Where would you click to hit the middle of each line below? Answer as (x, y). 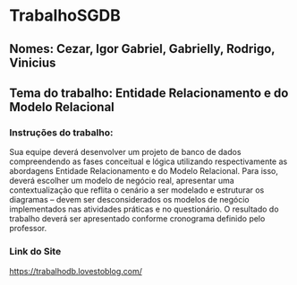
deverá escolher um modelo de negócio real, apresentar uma (122, 181)
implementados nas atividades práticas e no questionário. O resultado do (144, 209)
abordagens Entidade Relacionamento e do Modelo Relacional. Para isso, (144, 171)
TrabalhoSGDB (65, 16)
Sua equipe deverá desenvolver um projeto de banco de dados (125, 152)
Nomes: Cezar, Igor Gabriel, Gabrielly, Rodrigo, (142, 49)
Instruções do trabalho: (61, 133)
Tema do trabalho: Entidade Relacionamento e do (149, 93)
